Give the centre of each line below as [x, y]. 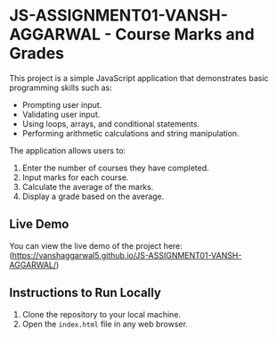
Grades [37, 54]
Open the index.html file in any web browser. [105, 324]
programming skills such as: [61, 87]
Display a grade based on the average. [93, 196]
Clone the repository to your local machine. [101, 314]
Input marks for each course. [75, 177]
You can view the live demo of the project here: [96, 245]
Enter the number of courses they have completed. [115, 168]
